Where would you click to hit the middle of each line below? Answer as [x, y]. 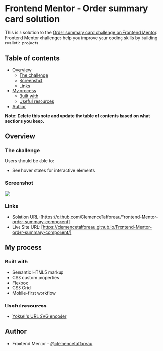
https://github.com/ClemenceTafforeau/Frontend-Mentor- [100, 217]
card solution [32, 19]
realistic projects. [22, 43]
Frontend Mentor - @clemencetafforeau [52, 343]
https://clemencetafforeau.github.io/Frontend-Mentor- [98, 227]
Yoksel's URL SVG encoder [39, 316]
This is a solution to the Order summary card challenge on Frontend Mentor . [81, 32]
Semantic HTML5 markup [38, 272]
